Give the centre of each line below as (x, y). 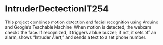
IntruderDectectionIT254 (57, 9)
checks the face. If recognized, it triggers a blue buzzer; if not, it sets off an (81, 32)
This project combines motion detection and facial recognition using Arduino (82, 22)
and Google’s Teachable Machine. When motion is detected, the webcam (78, 27)
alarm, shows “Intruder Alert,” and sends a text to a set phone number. (76, 37)
